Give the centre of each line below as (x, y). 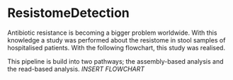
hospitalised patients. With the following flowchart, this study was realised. (116, 47)
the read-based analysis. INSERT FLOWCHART (76, 69)
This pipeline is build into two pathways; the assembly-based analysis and (116, 61)
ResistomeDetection (68, 13)
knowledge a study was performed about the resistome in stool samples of (116, 40)
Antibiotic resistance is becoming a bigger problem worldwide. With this (112, 33)
